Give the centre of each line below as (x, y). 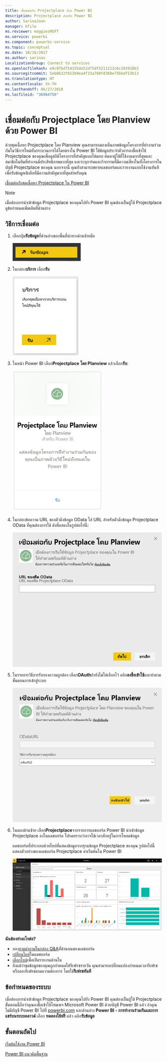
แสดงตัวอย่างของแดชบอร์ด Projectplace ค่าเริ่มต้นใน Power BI (67, 851)
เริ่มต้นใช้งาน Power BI (25, 1044)
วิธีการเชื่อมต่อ (22, 224)
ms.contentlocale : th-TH (31, 84)
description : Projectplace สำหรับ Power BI (49, 16)
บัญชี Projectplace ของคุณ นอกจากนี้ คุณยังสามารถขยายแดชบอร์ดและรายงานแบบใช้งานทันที (82, 167)
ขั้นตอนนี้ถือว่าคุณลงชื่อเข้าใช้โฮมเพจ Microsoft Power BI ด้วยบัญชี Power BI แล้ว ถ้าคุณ (81, 1004)
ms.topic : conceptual (28, 47)
